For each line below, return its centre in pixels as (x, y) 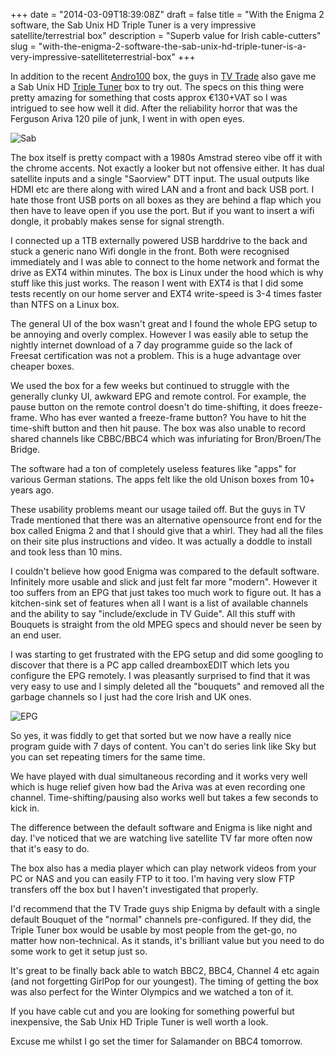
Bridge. (25, 449)
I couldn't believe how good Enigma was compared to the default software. (165, 571)
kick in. (25, 808)
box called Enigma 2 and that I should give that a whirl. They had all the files (167, 530)
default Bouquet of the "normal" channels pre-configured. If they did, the (161, 919)
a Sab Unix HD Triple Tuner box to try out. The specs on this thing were (157, 87)
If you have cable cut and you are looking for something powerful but (152, 1011)
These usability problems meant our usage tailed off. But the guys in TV (158, 509)
